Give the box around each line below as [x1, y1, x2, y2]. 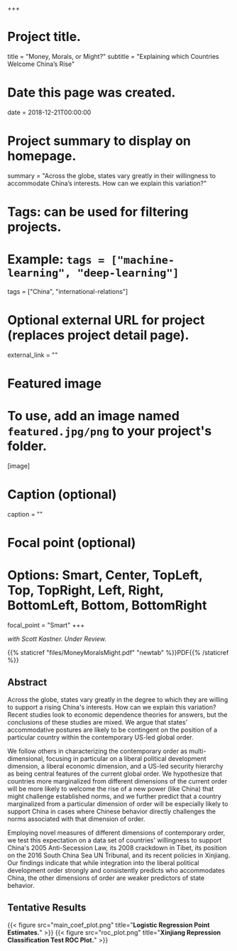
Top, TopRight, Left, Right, [7, 583, 165, 598]
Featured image [7, 375, 101, 392]
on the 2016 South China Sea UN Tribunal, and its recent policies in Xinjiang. [7, 851, 231, 859]
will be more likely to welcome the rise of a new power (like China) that [7, 784, 214, 793]
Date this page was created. [7, 84, 176, 101]
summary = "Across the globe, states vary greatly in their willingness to [7, 171, 216, 180]
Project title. [7, 29, 82, 45]
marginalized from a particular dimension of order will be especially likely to [7, 799, 228, 808]
